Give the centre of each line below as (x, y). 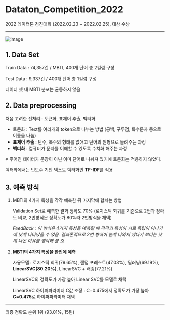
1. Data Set (22, 55)
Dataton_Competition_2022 (65, 9)
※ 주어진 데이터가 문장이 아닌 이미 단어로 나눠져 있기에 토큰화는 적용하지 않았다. (83, 159)
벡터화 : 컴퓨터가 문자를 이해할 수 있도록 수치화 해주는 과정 (70, 148)
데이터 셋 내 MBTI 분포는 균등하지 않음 (43, 89)
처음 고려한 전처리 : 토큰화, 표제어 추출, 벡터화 (50, 118)
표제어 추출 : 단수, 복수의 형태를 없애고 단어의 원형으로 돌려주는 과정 (79, 142)
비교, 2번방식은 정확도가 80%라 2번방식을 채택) (65, 218)
